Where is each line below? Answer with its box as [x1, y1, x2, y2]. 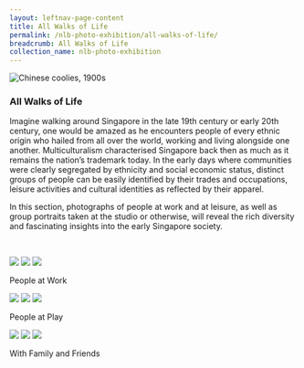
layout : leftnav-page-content [9, 13, 125, 23]
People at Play [9, 311, 64, 322]
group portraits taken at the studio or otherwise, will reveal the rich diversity [9, 211, 295, 222]
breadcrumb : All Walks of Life [9, 38, 129, 48]
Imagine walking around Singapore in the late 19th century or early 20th [9, 116, 279, 127]
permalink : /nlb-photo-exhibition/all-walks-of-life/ [9, 30, 219, 39]
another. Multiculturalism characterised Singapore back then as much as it [9, 145, 289, 156]
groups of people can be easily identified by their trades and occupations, [9, 174, 288, 185]
